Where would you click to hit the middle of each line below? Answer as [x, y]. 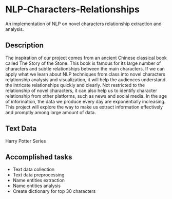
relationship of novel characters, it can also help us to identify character [81, 91]
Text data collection [34, 169]
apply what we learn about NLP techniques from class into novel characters [85, 74]
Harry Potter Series [26, 141]
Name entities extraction [39, 180]
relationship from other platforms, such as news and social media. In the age [86, 96]
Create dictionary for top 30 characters [54, 191]
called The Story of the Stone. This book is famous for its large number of [83, 63]
